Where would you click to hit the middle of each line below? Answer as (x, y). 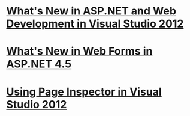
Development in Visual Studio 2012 (95, 24)
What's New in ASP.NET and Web (91, 11)
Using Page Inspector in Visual (84, 92)
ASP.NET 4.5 (39, 64)
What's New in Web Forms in (79, 51)
